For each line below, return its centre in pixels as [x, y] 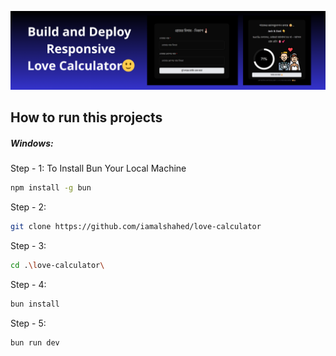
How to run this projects [86, 117]
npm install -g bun [51, 188]
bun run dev [35, 342]
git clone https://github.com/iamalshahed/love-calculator [136, 227]
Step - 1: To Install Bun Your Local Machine [98, 168]
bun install [35, 304]
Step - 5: [28, 323]
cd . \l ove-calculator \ [57, 266]
